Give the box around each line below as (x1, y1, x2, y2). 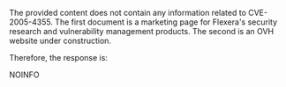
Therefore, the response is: (9, 53, 109, 62)
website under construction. (9, 35, 112, 46)
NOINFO (9, 69, 40, 80)
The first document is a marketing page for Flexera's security (54, 17, 278, 27)
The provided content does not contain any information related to (9, 8, 247, 18)
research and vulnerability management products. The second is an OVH (9, 26, 275, 36)
